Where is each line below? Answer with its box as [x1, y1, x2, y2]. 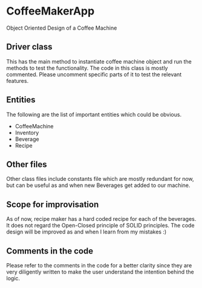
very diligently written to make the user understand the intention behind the [6, 268, 195, 275]
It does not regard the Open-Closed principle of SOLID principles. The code [6, 222, 195, 229]
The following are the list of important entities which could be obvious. [6, 111, 182, 118]
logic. [6, 275, 20, 282]
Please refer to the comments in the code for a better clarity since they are [6, 262, 192, 269]
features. [6, 77, 29, 84]
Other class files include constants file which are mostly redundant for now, [6, 175, 195, 183]
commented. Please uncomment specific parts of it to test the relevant [6, 71, 182, 78]
